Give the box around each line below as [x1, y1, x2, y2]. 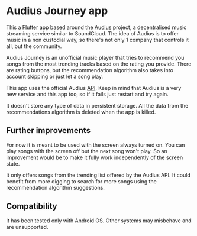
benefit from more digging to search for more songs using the [6, 177, 157, 185]
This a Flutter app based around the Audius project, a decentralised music [6, 24, 187, 31]
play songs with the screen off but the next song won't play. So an [6, 147, 167, 154]
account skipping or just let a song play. [6, 73, 104, 80]
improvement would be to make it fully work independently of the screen [6, 154, 183, 161]
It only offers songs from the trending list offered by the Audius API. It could [6, 172, 190, 179]
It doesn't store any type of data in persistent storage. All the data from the [6, 102, 189, 109]
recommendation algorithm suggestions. [6, 184, 105, 191]
